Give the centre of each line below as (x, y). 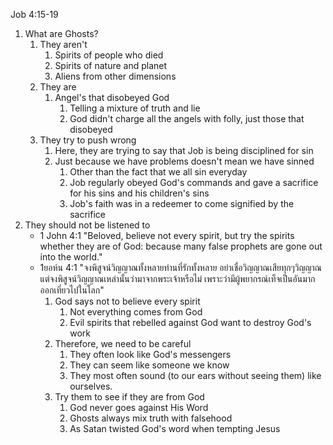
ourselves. (91, 386)
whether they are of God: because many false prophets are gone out (181, 246)
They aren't (63, 44)
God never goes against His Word (139, 407)
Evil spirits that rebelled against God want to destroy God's (190, 322)
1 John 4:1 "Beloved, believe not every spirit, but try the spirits (167, 235)
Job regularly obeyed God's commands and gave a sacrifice (194, 182)
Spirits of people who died (109, 55)
